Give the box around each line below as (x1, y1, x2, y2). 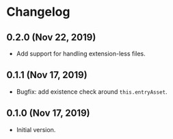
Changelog (6, 4, 70, 20)
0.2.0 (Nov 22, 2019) (6, 31, 96, 43)
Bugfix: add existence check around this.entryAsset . (16, 87, 168, 96)
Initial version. (16, 125, 56, 134)
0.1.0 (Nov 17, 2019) (6, 108, 90, 119)
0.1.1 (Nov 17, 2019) (6, 69, 88, 81)
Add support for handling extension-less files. (16, 49, 146, 58)
